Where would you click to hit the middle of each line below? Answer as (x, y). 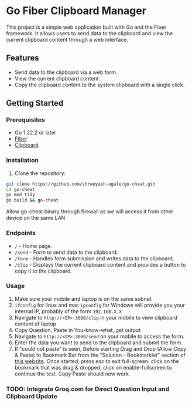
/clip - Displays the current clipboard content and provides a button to (100, 264)
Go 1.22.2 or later (35, 133)
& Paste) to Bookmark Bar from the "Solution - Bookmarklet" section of (100, 355)
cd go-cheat (20, 189)
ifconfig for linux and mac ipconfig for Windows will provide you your (100, 305)
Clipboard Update (32, 396)
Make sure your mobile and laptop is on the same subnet (83, 298)
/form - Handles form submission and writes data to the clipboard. (94, 258)
